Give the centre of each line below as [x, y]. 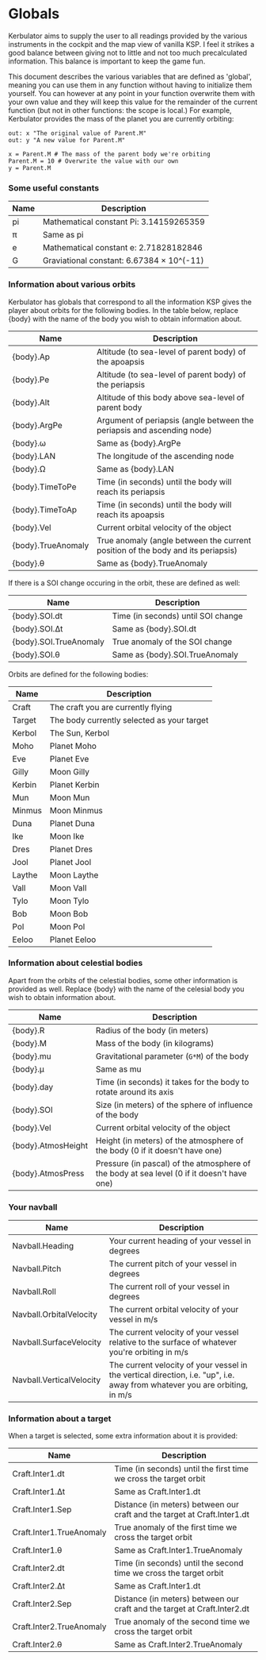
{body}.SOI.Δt [38, 628]
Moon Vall [68, 888]
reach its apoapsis [130, 515]
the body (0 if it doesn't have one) [159, 1150]
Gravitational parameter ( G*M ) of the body [172, 1056]
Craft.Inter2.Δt [39, 1586]
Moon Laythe [74, 874]
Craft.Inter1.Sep [42, 1510]
